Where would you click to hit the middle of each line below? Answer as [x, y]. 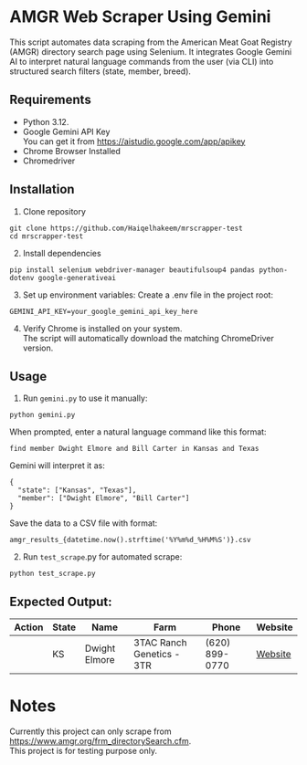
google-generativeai [77, 278]
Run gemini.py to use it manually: [85, 398]
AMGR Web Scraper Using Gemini [140, 17]
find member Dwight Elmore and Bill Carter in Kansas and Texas [134, 449]
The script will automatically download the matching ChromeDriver [148, 338]
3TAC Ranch [160, 643]
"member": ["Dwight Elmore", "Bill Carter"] [104, 498]
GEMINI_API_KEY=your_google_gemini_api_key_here [104, 311]
